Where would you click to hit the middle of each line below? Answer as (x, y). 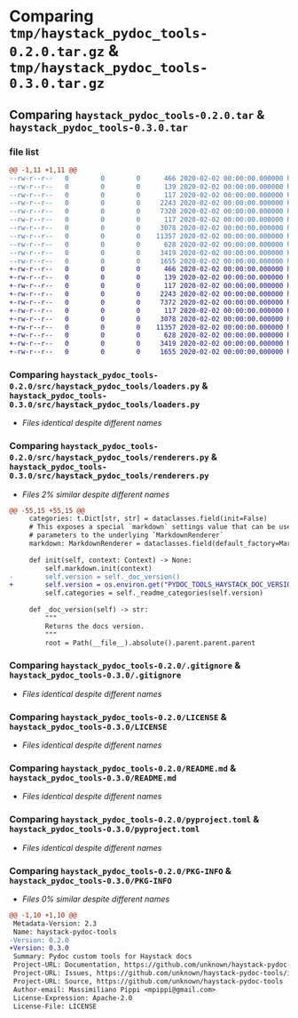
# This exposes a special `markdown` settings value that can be (152, 527)
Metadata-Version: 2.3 (55, 923)
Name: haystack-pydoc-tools (65, 932)
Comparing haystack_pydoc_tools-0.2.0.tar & (137, 114)
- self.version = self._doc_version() (94, 577)
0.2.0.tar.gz (57, 52)
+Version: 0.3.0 (39, 949)
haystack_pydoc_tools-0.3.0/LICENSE (88, 727)
